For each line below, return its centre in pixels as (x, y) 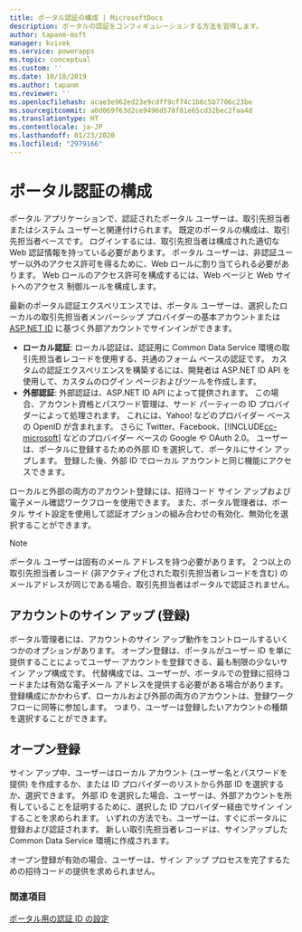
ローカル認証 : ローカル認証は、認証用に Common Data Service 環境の (152, 347)
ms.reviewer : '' (40, 93)
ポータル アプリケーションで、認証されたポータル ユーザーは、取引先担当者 (150, 218)
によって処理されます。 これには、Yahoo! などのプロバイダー (152, 415)
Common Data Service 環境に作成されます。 (92, 841)
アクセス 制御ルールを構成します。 (97, 286)
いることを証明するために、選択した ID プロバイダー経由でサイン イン (163, 807)
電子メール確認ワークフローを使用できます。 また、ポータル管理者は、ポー (149, 502)
